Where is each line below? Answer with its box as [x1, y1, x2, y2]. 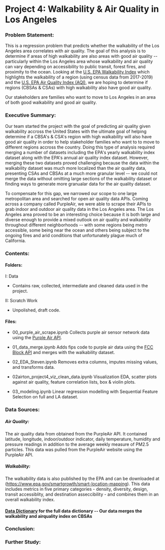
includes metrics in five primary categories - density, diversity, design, [5, 486, 148, 492]
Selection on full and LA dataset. [12, 394, 79, 400]
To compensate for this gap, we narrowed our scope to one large [5, 190, 137, 196]
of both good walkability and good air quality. [5, 100, 97, 106]
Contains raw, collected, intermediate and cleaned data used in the [12, 282, 148, 288]
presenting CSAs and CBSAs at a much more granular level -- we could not [5, 170, 158, 176]
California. [5, 237, 26, 243]
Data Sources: [5, 406, 40, 413]
